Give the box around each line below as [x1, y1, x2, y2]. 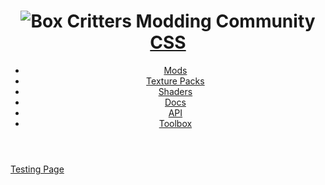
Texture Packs [146, 75, 205, 87]
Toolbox [158, 117, 193, 129]
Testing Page [10, 163, 65, 175]
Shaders [158, 85, 193, 97]
